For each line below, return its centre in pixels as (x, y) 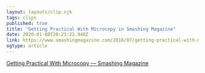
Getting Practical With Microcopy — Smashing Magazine (77, 63)
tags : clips (21, 18)
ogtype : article (27, 46)
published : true (27, 23)
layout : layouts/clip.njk (39, 12)
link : (13, 40)
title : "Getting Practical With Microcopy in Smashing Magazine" (91, 29)
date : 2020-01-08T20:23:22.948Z (47, 35)
